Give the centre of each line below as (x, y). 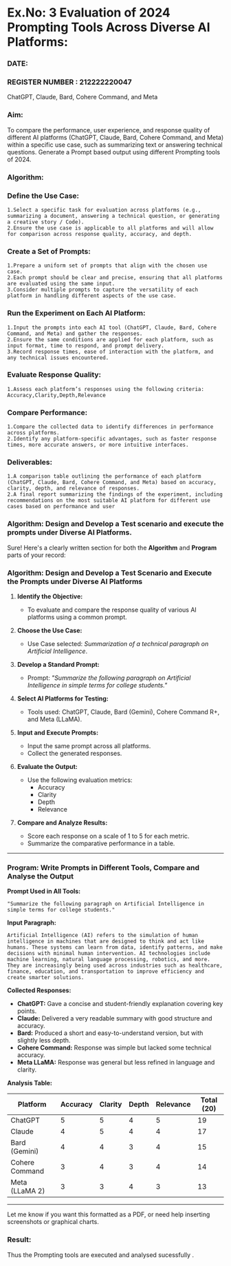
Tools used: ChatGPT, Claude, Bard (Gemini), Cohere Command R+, (123, 712)
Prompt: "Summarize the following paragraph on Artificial (109, 678)
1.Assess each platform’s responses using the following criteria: (106, 389)
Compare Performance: (47, 412)
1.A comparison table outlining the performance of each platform (104, 476)
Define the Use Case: (43, 196)
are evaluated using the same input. (61, 284)
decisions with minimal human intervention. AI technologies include (109, 954)
